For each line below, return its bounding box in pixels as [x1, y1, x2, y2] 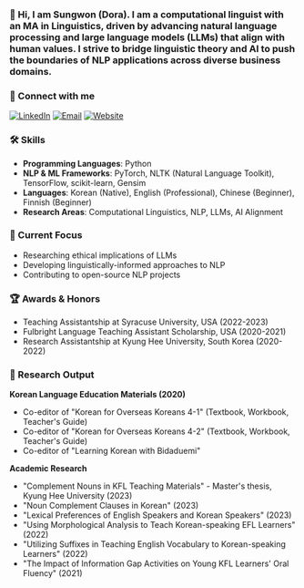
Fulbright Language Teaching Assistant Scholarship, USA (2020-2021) [22, 326, 287, 337]
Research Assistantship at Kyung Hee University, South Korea [22, 336, 255, 347]
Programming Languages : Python [22, 158, 152, 169]
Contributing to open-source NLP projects [22, 269, 181, 280]
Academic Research [9, 463, 88, 474]
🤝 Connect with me [9, 89, 96, 102]
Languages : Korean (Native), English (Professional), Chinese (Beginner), [22, 187, 295, 198]
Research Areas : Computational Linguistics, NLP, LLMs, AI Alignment [22, 206, 284, 217]
